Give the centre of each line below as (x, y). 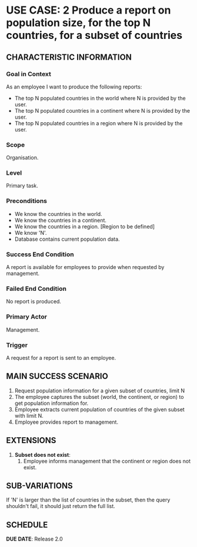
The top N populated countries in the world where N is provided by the (100, 98)
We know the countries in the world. (58, 214)
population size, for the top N (79, 23)
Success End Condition (40, 254)
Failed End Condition (36, 289)
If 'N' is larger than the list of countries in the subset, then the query (88, 500)
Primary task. (22, 186)
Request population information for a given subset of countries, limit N (100, 391)
